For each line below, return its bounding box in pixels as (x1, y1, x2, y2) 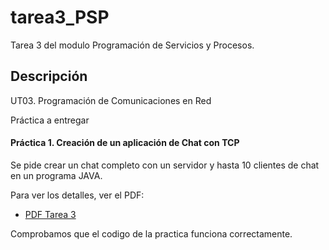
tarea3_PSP (10, 6, 110, 29)
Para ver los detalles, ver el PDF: (10, 189, 145, 201)
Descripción (10, 68, 88, 85)
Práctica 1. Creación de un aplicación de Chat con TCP (10, 137, 240, 149)
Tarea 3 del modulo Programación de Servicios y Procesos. (10, 39, 255, 51)
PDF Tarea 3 (24, 208, 77, 220)
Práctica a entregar (10, 114, 90, 126)
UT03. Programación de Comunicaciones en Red (10, 94, 212, 106)
